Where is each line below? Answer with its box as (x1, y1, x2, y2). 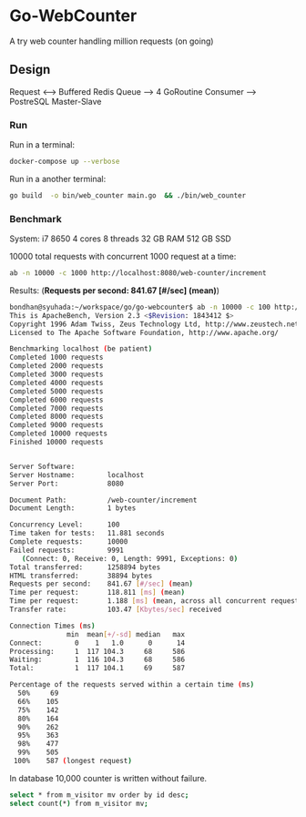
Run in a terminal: (9, 139, 76, 150)
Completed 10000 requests (9, 429, 107, 438)
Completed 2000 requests (9, 362, 104, 371)
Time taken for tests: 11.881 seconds (9, 529, 166, 538)
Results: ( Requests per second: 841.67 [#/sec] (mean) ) (9, 284, 220, 296)
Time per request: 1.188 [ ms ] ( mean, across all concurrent (9, 597, 267, 606)
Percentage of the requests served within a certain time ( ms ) (9, 680, 255, 689)
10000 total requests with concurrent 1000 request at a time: (9, 251, 237, 262)
